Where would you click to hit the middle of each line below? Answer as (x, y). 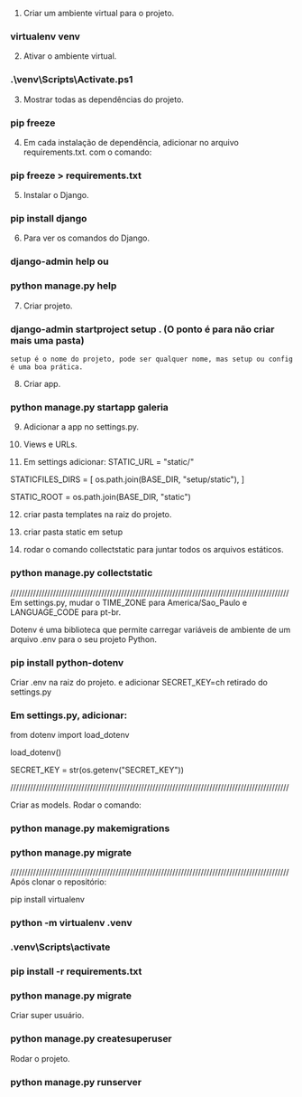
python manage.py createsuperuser (91, 1039)
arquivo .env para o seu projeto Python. (83, 639)
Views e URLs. (50, 444)
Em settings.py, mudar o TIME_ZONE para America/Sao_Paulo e (128, 602)
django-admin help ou (59, 261)
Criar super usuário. (47, 1016)
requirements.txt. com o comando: (87, 152)
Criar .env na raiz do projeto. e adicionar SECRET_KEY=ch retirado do (139, 682)
